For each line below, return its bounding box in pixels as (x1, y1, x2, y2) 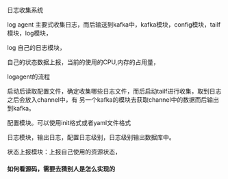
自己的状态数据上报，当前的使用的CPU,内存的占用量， (7, 58, 160, 66)
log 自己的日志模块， (7, 44, 66, 51)
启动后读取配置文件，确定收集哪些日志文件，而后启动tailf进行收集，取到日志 (7, 87, 222, 95)
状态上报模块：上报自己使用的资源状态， (7, 148, 121, 156)
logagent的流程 (7, 72, 50, 81)
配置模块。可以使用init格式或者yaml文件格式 (7, 119, 131, 126)
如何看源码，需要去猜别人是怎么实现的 (7, 165, 115, 173)
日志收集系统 (7, 6, 43, 14)
